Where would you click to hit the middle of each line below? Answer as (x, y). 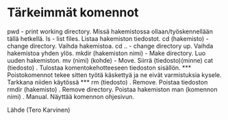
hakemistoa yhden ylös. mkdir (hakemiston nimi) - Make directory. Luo (106, 53)
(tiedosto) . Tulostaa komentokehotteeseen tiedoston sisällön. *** (99, 67)
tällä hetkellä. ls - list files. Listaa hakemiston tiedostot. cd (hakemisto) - (108, 38)
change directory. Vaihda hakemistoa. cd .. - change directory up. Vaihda (110, 46)
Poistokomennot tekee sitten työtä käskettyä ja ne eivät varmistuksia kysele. (115, 75)
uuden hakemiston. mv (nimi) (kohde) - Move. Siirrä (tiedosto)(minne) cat (110, 60)
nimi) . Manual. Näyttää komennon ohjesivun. (71, 96)
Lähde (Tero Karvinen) (39, 110)
